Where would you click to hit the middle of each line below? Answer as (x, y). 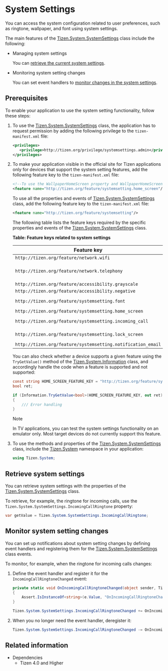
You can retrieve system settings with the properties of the (65, 486)
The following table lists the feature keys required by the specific (79, 222)
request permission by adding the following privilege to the (73, 131)
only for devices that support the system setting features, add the (80, 170)
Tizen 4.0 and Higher (41, 663)
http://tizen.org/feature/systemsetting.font (70, 301)
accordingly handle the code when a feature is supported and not (80, 367)
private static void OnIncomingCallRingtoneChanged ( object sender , (84, 588)
